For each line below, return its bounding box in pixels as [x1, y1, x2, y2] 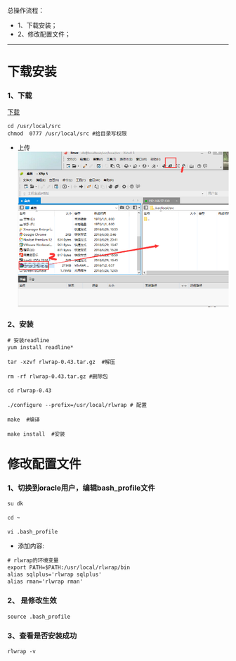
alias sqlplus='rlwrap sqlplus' [7, 571, 102, 579]
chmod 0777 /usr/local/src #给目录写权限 [7, 130, 127, 137]
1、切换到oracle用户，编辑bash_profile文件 [7, 483, 156, 493]
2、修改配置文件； [17, 30, 72, 38]
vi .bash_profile [7, 529, 58, 536]
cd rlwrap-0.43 [7, 387, 52, 394]
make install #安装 [7, 431, 65, 438]
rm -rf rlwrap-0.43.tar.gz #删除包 [7, 373, 108, 380]
